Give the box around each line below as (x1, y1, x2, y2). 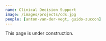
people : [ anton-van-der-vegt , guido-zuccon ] (5, 16, 101, 21)
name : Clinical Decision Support (5, 7, 76, 12)
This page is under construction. (5, 30, 74, 36)
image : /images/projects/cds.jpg (5, 12, 76, 17)
